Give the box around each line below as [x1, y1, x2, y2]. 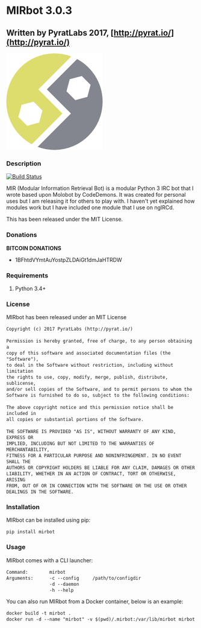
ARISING [6, 477, 26, 483]
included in [6, 411, 36, 417]
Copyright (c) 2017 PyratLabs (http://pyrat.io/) [6, 326, 134, 332]
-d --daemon [49, 581, 79, 587]
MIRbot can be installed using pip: [6, 516, 91, 524]
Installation [6, 503, 40, 512]
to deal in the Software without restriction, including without [6, 363, 173, 369]
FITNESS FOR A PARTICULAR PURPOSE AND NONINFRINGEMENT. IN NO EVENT [6, 453, 182, 459]
